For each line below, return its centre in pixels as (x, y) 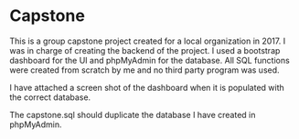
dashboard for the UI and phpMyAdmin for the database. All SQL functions (149, 60)
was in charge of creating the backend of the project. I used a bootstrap (145, 50)
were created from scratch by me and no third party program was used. (145, 70)
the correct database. (50, 97)
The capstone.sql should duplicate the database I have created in (133, 114)
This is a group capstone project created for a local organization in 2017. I (148, 41)
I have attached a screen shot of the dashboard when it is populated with (147, 87)
